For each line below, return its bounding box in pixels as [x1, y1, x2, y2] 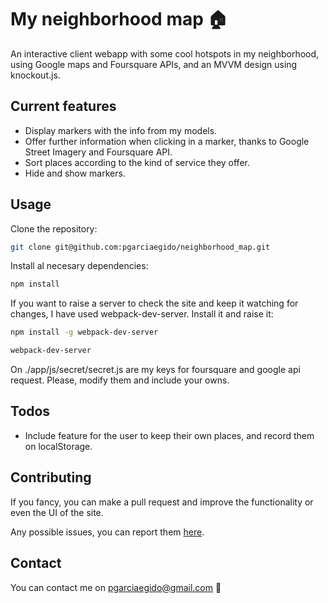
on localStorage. [24, 440, 93, 452]
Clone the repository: [10, 222, 98, 235]
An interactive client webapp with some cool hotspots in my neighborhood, [10, 47, 320, 60]
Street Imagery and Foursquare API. [24, 146, 173, 158]
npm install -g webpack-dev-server [10, 327, 159, 338]
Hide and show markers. [24, 167, 126, 179]
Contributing [10, 469, 92, 486]
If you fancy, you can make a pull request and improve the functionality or [10, 496, 314, 508]
